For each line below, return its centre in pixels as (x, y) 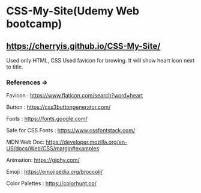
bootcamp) (34, 24)
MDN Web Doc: (25, 142)
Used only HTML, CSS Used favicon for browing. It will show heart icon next (100, 60)
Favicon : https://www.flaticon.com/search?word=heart (75, 96)
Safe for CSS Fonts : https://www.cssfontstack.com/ (71, 130)
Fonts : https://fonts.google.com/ (47, 119)
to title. (15, 67)
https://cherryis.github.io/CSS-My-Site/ (83, 46)
